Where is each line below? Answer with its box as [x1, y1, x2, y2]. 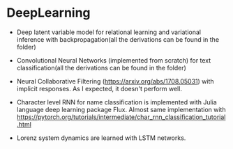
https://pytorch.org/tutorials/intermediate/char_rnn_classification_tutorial [16, 113, 226, 121]
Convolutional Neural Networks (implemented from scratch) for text [16, 56, 211, 64]
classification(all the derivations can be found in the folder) [16, 63, 186, 72]
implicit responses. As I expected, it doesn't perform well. [16, 84, 183, 93]
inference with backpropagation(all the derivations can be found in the [16, 35, 220, 43]
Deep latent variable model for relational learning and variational [16, 28, 202, 36]
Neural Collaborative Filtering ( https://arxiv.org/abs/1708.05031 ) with [16, 77, 214, 85]
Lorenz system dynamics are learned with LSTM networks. [16, 134, 186, 142]
